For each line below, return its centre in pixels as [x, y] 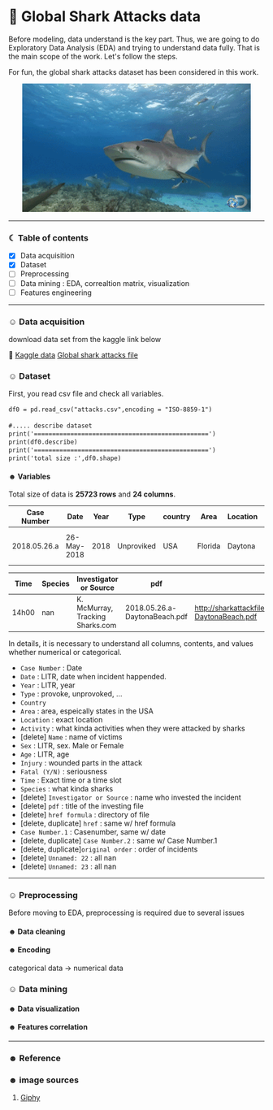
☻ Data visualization [44, 1008]
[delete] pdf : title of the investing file [82, 806]
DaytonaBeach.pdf [157, 617]
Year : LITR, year [48, 685]
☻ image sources [44, 1080]
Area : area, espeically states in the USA [87, 711]
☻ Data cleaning [37, 931]
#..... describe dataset [50, 426]
